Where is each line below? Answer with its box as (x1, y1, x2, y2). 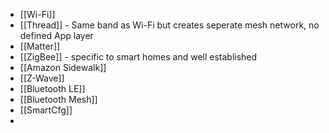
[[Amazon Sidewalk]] (19, 62, 107, 73)
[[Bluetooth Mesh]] (19, 94, 98, 105)
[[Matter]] (19, 40, 61, 52)
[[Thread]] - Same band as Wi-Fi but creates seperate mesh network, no (19, 19, 320, 31)
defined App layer (19, 30, 94, 41)
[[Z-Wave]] (19, 72, 65, 84)
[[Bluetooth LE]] (19, 83, 86, 94)
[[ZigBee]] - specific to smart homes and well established (19, 51, 258, 63)
